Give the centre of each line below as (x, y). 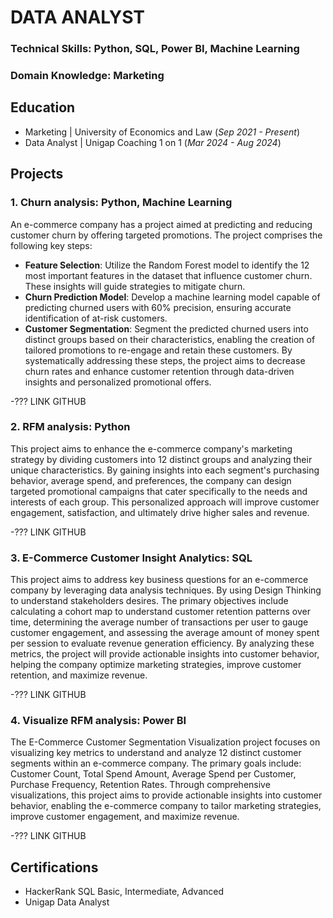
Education (43, 107)
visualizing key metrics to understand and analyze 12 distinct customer (156, 753)
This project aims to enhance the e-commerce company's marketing (151, 448)
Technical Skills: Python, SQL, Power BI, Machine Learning (155, 49)
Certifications (54, 867)
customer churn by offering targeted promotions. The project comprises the (166, 235)
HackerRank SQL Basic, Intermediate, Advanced (124, 892)
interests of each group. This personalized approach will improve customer (165, 502)
